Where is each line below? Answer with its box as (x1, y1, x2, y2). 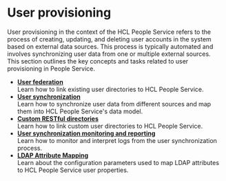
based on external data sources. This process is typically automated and (7, 42, 214, 50)
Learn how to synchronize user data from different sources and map (17, 99, 212, 108)
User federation (17, 77, 63, 86)
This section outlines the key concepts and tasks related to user (7, 57, 189, 65)
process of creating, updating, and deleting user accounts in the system (7, 35, 212, 43)
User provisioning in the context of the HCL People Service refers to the (7, 28, 212, 36)
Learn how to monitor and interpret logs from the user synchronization (17, 136, 217, 144)
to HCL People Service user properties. (17, 166, 129, 174)
